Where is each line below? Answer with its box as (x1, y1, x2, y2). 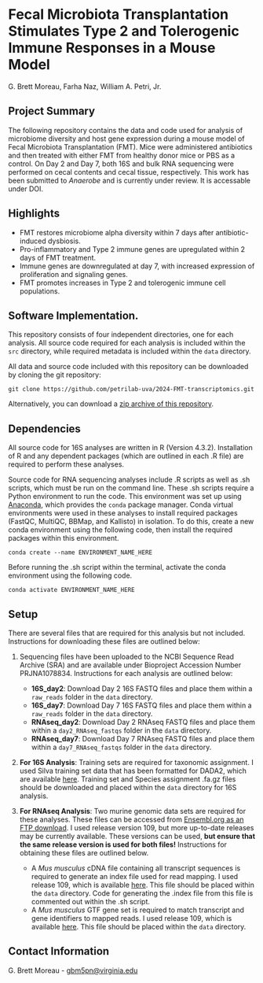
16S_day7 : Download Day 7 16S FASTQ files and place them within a (31, 700, 253, 710)
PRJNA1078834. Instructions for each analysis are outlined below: (19, 669, 233, 678)
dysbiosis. (47, 236, 81, 246)
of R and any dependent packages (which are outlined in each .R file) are (8, 451, 244, 461)
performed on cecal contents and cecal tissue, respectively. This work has (8, 167, 250, 176)
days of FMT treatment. (19, 253, 97, 262)
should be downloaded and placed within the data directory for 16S (19, 783, 237, 792)
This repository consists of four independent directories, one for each (8, 330, 234, 339)
